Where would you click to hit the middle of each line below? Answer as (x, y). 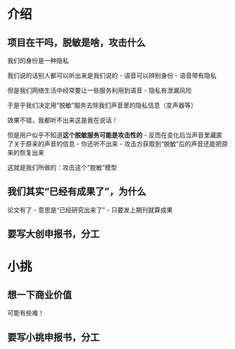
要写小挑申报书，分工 (53, 337)
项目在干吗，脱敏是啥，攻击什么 (76, 42)
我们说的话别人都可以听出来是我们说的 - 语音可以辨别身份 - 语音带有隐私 (112, 75)
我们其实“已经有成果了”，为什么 (77, 192)
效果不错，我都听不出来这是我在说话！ (62, 120)
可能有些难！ (26, 313)
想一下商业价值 (40, 295)
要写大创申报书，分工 (53, 234)
